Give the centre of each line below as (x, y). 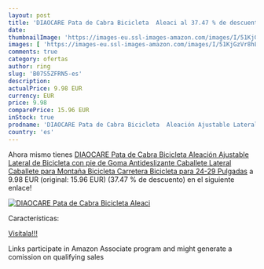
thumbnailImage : (35, 37)
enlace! (20, 187)
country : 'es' (31, 132)
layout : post (29, 15)
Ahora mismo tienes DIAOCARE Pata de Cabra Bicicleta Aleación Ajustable (128, 154)
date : (17, 30)
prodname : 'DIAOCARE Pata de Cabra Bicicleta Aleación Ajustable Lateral (133, 125)
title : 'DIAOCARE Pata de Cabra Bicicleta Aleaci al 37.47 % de (117, 23)
